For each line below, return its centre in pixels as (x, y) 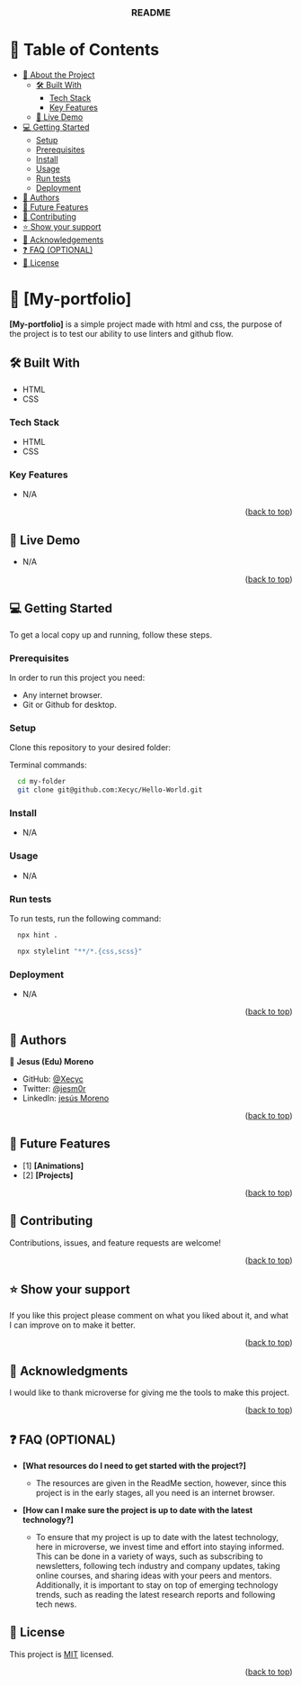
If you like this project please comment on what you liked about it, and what (149, 1316)
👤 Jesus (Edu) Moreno (52, 1061)
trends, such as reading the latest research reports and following (155, 1594)
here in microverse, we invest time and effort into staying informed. (160, 1546)
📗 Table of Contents (84, 50)
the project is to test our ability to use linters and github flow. (121, 333)
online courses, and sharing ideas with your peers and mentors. (154, 1575)
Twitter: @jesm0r (54, 1088)
